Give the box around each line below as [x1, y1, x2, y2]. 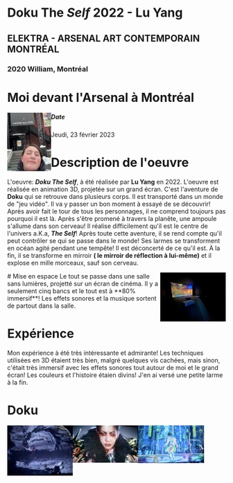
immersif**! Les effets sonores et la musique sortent [7, 294, 157, 302]
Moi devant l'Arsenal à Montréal [7, 89, 195, 105]
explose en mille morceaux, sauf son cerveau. [7, 258, 139, 267]
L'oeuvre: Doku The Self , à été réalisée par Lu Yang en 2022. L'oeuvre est [7, 177, 219, 186]
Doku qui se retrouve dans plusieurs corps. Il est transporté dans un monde [7, 192, 223, 200]
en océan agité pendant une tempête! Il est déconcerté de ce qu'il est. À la [7, 244, 221, 252]
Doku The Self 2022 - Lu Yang [7, 5, 183, 21]
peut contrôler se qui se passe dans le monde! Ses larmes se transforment [7, 236, 221, 245]
